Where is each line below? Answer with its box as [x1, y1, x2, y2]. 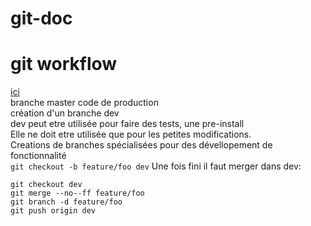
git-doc [10, 7, 73, 30]
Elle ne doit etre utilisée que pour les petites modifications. [10, 128, 252, 141]
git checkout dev [10, 180, 83, 190]
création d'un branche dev [10, 107, 120, 119]
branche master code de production [10, 97, 159, 109]
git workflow [10, 53, 118, 76]
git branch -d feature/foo [10, 197, 123, 207]
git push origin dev [10, 206, 97, 216]
